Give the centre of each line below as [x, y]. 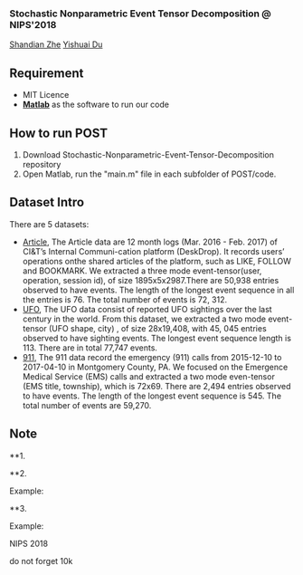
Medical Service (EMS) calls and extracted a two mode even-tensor [149, 376]
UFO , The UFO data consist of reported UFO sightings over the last [147, 309]
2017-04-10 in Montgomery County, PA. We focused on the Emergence [155, 367]
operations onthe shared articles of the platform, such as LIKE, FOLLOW [156, 261]
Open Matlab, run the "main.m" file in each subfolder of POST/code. [149, 174]
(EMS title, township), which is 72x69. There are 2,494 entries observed [156, 386]
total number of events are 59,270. [87, 405]
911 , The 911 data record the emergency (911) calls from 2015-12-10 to [152, 357]
